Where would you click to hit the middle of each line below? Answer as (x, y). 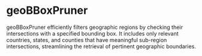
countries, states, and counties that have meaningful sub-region (87, 40)
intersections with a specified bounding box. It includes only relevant (92, 33)
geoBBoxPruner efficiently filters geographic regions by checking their (95, 27)
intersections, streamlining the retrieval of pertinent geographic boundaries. (101, 46)
